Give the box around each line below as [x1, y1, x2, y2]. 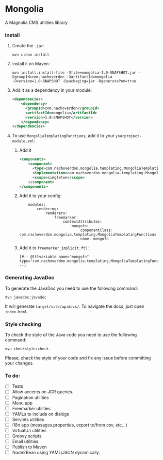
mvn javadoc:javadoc [5, 295, 47, 300]
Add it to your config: [19, 193, 62, 199]
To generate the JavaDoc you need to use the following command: [5, 285, 138, 291]
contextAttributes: [63, 220, 102, 224]
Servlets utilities [12, 416, 45, 422]
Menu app [12, 400, 33, 406]
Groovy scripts [12, 433, 42, 439]
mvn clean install [12, 52, 49, 57]
